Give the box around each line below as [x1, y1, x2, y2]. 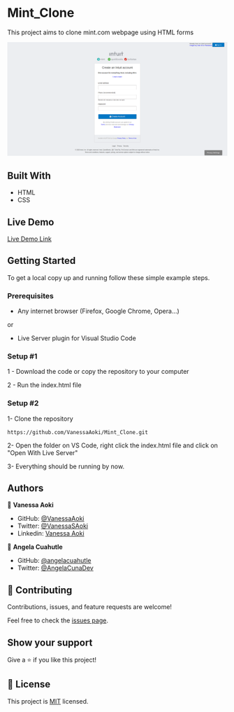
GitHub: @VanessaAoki [17, 515, 85, 523]
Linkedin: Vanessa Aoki [17, 529, 85, 538]
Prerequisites [7, 291, 54, 300]
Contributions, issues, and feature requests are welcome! [7, 603, 173, 611]
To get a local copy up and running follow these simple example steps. [7, 273, 210, 281]
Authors [7, 482, 44, 494]
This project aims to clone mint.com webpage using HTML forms [7, 28, 194, 36]
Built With [7, 169, 51, 181]
